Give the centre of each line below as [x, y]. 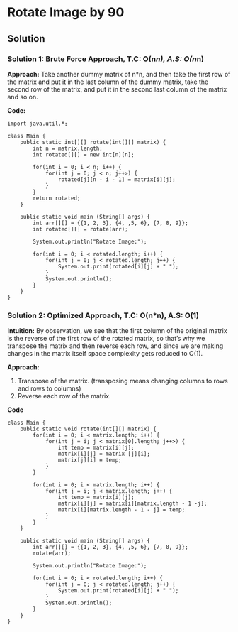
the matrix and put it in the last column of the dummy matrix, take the [108, 82]
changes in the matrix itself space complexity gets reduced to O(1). [105, 354]
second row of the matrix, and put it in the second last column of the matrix [117, 89]
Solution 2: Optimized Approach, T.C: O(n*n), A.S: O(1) [103, 315]
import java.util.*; [38, 124]
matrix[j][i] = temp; [90, 460]
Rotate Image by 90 [66, 12]
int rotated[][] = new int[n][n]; [84, 154]
